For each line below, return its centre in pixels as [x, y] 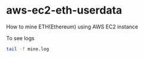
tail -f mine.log [28, 49]
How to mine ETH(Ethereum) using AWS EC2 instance [72, 27]
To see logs [20, 38]
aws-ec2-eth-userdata [64, 10]
